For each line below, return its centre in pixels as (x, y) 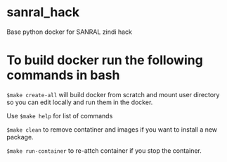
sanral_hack (43, 12)
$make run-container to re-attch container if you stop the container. (104, 150)
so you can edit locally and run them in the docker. (80, 102)
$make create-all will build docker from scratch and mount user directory (113, 94)
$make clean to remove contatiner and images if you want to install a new (112, 129)
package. (20, 137)
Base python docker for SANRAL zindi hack (70, 32)
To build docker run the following (105, 60)
